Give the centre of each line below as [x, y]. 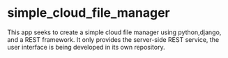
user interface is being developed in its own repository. [86, 47]
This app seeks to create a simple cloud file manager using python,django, [114, 32]
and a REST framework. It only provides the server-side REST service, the [113, 39]
